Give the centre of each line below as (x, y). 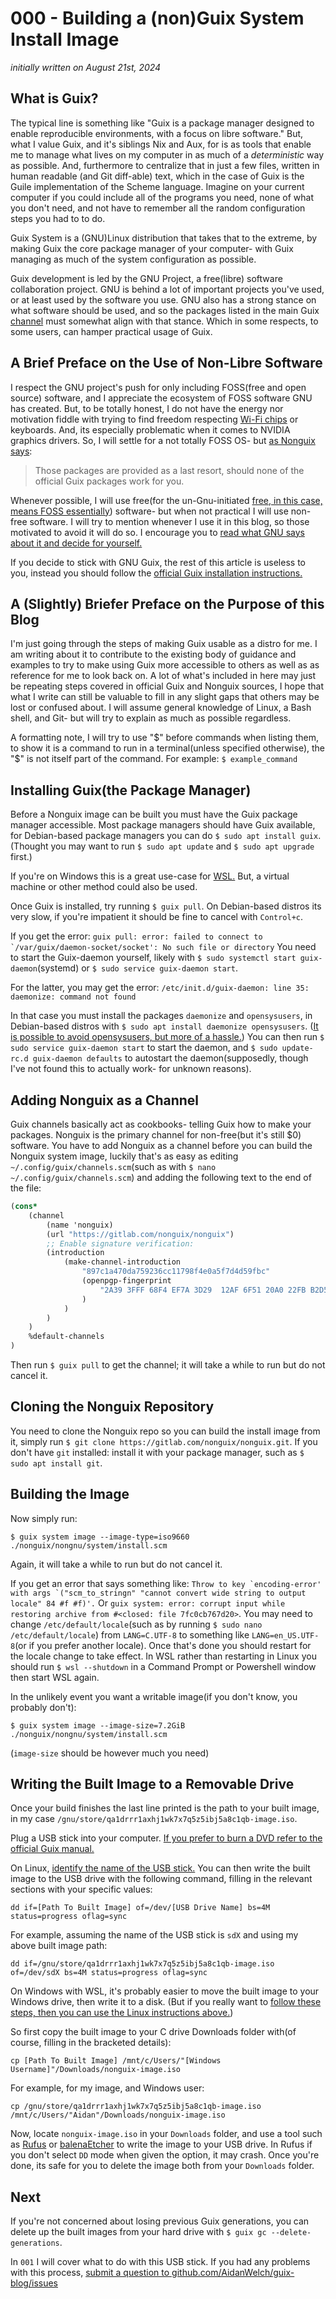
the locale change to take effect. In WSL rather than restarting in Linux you (163, 1656)
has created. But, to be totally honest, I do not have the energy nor (147, 408)
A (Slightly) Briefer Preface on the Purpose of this (167, 603)
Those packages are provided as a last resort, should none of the (169, 470)
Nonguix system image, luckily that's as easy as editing (124, 1156)
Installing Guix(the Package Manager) (131, 790)
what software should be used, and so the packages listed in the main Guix (165, 310)
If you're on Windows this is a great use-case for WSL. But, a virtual (150, 876)
